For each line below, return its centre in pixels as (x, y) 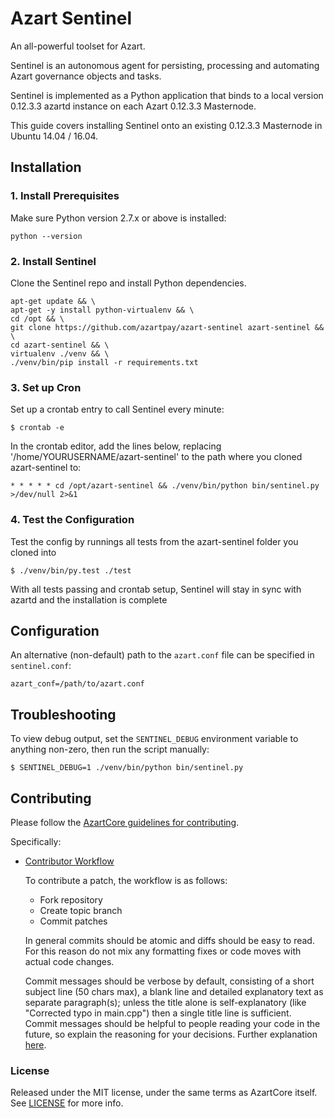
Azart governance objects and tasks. (86, 76)
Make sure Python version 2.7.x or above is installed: (118, 218)
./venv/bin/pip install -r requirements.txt (104, 362)
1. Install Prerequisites (65, 196)
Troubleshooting (63, 714)
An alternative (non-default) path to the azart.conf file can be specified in (162, 655)
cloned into (33, 552)
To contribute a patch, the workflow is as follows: (126, 880)
